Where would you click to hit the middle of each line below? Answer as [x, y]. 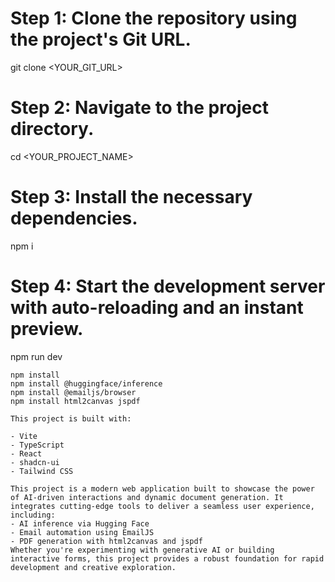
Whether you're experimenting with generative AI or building [142, 550]
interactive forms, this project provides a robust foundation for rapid [167, 558]
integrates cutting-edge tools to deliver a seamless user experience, [162, 506]
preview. [47, 329]
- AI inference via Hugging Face [80, 523]
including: [33, 515]
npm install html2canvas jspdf [75, 401]
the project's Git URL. [101, 39]
